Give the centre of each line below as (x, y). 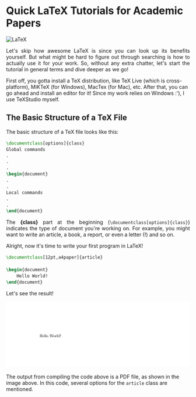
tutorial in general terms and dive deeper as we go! (67, 69)
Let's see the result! (30, 293)
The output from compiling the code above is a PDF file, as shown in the (93, 377)
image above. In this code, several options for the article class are (87, 383)
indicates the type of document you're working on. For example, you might (98, 229)
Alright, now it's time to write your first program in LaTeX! (75, 246)
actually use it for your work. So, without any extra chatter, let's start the (98, 63)
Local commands (24, 192)
